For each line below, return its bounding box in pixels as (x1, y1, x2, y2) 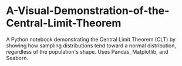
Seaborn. (6, 54, 28, 61)
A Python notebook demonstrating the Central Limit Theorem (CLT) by (6, 36, 176, 43)
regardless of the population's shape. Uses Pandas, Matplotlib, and (6, 48, 168, 55)
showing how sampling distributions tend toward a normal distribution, (6, 42, 176, 49)
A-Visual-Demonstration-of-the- (6, 4, 170, 18)
